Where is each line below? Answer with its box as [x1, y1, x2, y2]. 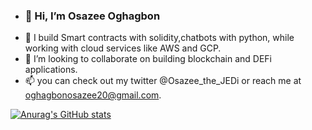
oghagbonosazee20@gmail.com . [24, 89, 162, 101]
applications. [24, 64, 78, 76]
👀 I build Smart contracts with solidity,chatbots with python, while [24, 32, 295, 44]
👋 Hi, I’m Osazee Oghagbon [24, 9, 161, 23]
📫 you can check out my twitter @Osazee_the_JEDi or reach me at [24, 75, 302, 87]
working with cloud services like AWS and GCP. [24, 42, 222, 54]
